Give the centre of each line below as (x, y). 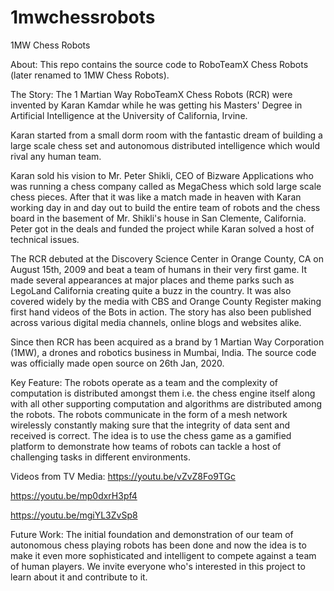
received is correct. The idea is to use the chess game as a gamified (151, 435)
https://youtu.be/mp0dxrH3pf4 (74, 495)
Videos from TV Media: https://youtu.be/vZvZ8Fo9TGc (123, 476)
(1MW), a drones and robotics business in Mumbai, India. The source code (163, 352)
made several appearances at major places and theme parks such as (152, 280)
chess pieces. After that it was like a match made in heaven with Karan (156, 197)
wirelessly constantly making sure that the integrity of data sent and (150, 425)
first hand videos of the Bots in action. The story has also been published (161, 312)
